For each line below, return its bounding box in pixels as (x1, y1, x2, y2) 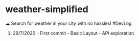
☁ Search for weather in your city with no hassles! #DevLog (5, 20, 132, 26)
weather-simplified (5, 4, 88, 15)
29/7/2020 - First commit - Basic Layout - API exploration (12, 30, 134, 36)
